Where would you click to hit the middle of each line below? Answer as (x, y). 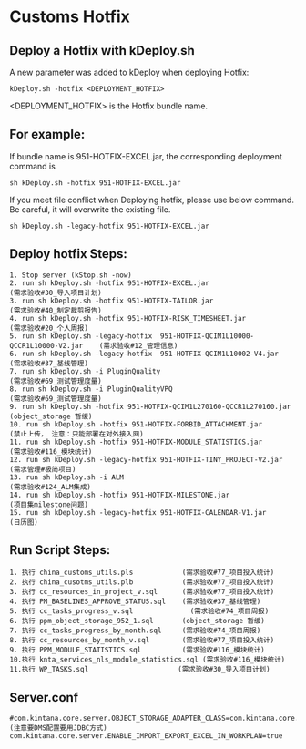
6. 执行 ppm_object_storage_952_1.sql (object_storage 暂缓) (138, 621)
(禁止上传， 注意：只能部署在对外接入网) (76, 434)
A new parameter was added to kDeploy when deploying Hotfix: (129, 72)
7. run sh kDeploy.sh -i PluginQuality (85, 371)
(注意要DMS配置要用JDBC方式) (58, 728)
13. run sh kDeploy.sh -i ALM (67, 477)
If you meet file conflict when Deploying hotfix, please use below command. (152, 200)
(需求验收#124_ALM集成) (50, 487)
